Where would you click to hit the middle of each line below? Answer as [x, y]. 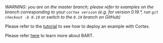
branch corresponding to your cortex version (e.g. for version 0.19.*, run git [82, 12]
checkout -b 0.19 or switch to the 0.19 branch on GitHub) [63, 17]
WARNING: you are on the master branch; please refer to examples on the [79, 7]
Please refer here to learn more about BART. [49, 36]
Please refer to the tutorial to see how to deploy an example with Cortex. [77, 26]
